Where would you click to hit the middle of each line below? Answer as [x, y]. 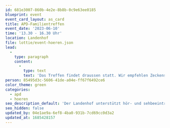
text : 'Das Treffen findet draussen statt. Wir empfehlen [86, 76]
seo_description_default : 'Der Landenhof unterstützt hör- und [73, 104]
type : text [35, 71]
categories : [18, 89]
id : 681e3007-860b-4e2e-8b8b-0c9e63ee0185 [51, 10]
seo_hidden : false [25, 108]
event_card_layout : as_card [35, 19]
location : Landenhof [27, 38]
